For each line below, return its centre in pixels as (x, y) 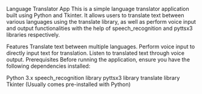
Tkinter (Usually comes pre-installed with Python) (68, 84)
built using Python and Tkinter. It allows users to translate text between (95, 15)
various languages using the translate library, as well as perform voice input (101, 22)
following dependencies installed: (48, 66)
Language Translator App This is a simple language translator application (98, 9)
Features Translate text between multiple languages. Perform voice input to (101, 46)
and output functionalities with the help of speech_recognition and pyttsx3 (99, 28)
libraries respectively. (33, 35)
